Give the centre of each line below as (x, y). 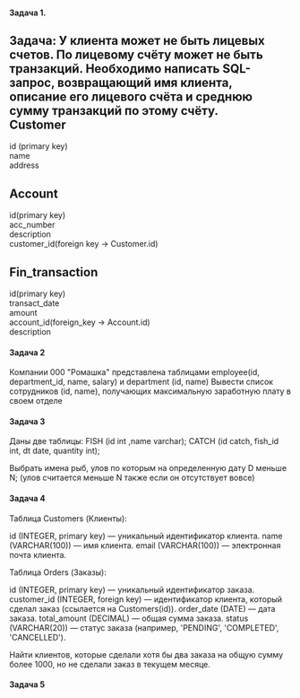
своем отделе (36, 401)
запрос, (32, 82)
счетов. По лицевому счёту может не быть (137, 54)
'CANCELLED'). (38, 637)
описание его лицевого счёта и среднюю (131, 96)
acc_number (32, 225)
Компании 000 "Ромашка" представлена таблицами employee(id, (134, 372)
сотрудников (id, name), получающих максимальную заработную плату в (150, 391)
